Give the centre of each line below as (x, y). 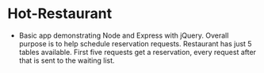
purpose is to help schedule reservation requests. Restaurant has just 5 (135, 43)
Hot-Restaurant (60, 14)
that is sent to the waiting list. (67, 60)
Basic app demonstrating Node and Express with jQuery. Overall (124, 35)
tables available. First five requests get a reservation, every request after (138, 52)
